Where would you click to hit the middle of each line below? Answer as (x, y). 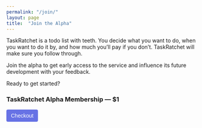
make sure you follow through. (44, 54)
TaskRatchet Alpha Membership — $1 (63, 99)
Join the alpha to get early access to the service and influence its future (96, 65)
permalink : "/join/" (33, 12)
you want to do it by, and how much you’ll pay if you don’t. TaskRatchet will (100, 47)
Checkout (23, 116)
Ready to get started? (33, 84)
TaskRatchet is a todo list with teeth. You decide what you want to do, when (101, 41)
